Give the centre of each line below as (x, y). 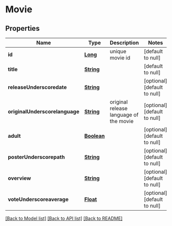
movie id (120, 58)
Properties (23, 28)
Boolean (94, 136)
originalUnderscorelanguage (44, 111)
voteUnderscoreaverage (38, 199)
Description (124, 43)
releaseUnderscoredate (37, 87)
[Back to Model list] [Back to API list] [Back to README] (64, 218)
